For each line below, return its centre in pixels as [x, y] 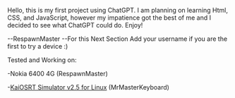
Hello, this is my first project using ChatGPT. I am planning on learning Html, [117, 10]
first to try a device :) [38, 46]
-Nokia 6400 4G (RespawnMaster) [58, 74]
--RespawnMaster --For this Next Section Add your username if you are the [117, 39]
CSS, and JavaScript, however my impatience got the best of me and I [109, 18]
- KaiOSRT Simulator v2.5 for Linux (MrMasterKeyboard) [88, 87]
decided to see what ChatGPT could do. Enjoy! [75, 25]
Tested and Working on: [42, 60]
